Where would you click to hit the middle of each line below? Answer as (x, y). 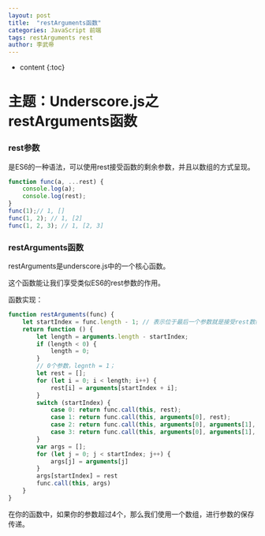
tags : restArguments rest (50, 37)
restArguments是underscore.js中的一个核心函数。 (89, 266)
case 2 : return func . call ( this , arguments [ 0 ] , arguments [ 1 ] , (153, 425)
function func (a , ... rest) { (56, 182)
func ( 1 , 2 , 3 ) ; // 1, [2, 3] (56, 226)
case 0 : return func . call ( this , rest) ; (116, 410)
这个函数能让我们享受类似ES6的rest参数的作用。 (87, 283)
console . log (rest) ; (54, 197)
